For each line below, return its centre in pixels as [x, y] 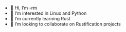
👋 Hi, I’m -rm [24, 8]
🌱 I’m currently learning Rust [40, 19]
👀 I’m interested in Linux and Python [48, 13]
